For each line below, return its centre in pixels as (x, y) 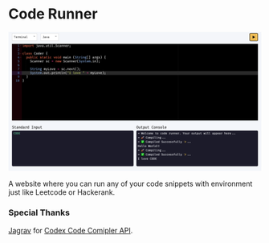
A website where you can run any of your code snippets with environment (130, 183)
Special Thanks (39, 212)
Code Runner (53, 14)
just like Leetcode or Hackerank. (62, 192)
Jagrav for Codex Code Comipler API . (71, 230)
